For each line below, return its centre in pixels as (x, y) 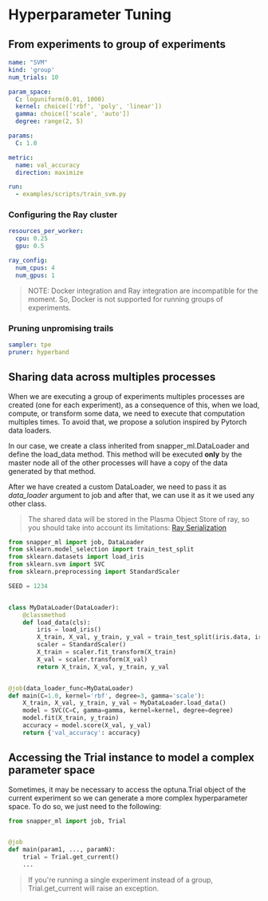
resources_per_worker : (46, 231)
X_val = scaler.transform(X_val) (93, 659)
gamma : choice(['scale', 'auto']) (73, 114)
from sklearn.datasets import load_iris (77, 557)
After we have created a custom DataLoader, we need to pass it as (118, 486)
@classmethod (44, 615)
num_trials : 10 (33, 77)
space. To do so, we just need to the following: (85, 806)
